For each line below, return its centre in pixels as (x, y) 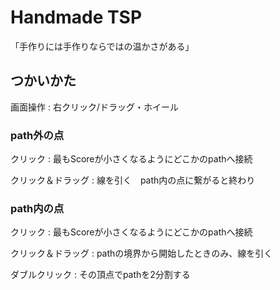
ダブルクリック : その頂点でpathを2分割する (100, 275)
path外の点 (37, 135)
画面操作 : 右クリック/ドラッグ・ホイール (94, 107)
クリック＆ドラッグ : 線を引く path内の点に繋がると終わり (133, 180)
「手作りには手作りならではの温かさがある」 (102, 46)
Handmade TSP (76, 17)
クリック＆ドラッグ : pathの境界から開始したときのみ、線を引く (141, 253)
